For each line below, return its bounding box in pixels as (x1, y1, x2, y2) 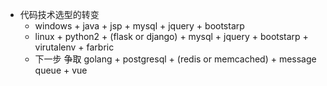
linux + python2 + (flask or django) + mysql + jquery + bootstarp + (34, 31, 309, 42)
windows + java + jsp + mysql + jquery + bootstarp (34, 20, 245, 32)
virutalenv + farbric (34, 41, 115, 53)
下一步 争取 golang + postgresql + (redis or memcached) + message (34, 53, 317, 65)
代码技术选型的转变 (19, 9, 100, 20)
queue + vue (34, 64, 88, 76)
